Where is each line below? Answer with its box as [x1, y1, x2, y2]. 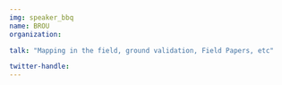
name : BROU [9, 21, 50, 30]
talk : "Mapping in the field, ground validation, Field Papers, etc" [9, 46, 275, 55]
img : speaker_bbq [9, 13, 74, 22]
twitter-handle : [9, 62, 70, 72]
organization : [9, 30, 63, 38]
